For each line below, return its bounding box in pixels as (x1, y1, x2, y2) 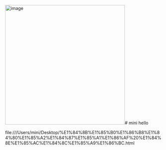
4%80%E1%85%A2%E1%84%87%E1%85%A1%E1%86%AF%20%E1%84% (5, 135, 162, 141)
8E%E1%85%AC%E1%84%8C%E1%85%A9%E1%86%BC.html (5, 140, 135, 146)
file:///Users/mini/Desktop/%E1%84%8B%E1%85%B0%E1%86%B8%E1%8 (5, 130, 160, 135)
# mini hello (125, 120, 149, 126)
